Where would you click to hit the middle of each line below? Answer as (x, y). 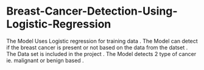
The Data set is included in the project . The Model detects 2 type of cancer (101, 54)
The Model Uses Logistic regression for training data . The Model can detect (102, 41)
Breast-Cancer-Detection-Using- (92, 11)
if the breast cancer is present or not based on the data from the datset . (97, 47)
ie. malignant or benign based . (45, 60)
